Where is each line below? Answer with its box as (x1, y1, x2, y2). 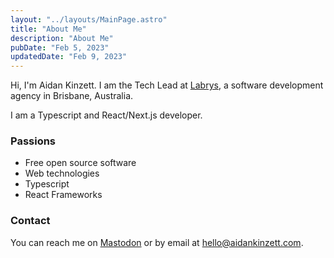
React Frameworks (24, 189, 103, 201)
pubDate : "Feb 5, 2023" (10, 42, 110, 53)
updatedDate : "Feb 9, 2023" (10, 52, 128, 62)
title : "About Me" (10, 24, 87, 34)
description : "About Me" (10, 33, 114, 43)
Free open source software (24, 157, 137, 169)
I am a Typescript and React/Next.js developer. (10, 109, 203, 121)
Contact (10, 214, 51, 228)
